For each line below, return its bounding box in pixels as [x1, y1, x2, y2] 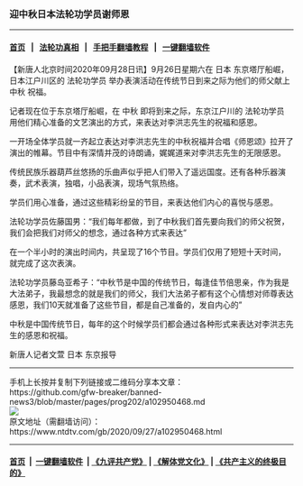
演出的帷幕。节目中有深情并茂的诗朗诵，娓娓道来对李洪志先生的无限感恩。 [9, 147, 286, 158]
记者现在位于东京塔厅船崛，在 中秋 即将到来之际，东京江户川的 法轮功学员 [9, 105, 285, 116]
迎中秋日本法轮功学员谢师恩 [9, 7, 130, 20]
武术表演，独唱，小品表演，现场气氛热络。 [24, 178, 183, 188]
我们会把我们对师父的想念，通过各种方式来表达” [9, 227, 188, 238]
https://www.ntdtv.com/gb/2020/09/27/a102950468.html [9, 426, 223, 436]
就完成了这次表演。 [9, 257, 81, 268]
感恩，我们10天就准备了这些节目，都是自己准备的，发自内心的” [9, 299, 243, 310]
